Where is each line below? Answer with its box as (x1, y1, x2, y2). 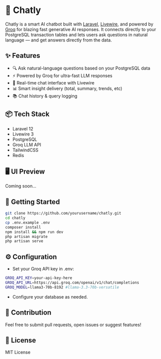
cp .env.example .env (5, 220, 50, 225)
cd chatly (5, 215, 26, 220)
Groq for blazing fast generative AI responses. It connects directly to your (5, 26, 156, 32)
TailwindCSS (12, 147, 39, 153)
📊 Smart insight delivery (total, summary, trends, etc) (12, 85, 123, 91)
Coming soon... (5, 183, 36, 189)
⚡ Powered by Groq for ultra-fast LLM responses (12, 72, 113, 78)
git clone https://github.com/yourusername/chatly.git (5, 211, 122, 216)
